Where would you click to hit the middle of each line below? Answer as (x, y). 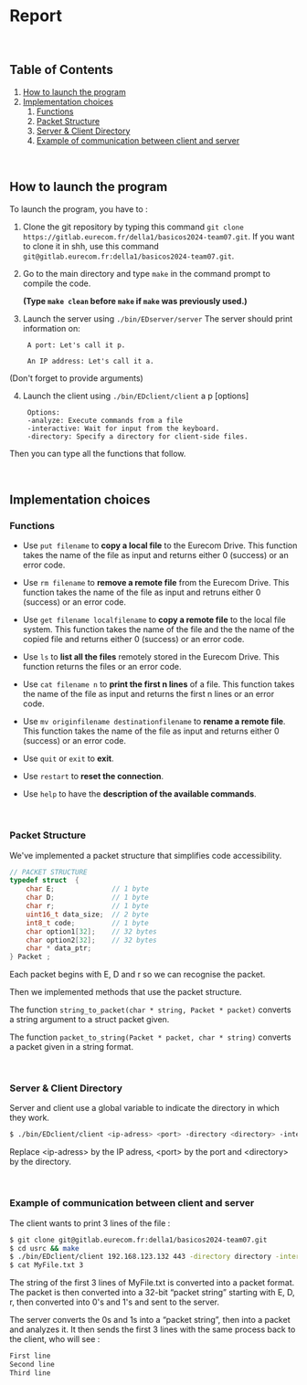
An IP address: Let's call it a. (90, 361)
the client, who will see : (55, 1339)
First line (30, 1356)
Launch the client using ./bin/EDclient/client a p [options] (136, 396)
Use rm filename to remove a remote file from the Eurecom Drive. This (156, 583)
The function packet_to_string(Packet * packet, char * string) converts (150, 1037)
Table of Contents (62, 70)
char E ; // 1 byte (87, 889)
